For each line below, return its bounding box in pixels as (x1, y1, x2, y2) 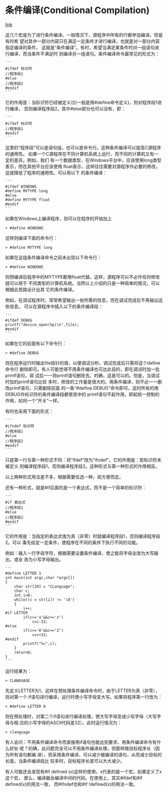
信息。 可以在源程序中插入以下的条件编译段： (9, 303, 103, 309)
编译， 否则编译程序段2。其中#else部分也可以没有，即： (9, 105, 126, 111)
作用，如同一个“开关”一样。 (5, 397, 62, 403)
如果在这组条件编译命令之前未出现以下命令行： (5, 254, 101, 260)
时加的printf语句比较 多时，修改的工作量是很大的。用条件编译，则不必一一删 (5, 379, 162, 385)
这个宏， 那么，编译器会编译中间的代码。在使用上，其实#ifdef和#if (5, 774, 142, 781)
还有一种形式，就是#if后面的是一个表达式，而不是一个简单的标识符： (5, 484, 146, 490)
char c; (14, 588, 30, 593)
